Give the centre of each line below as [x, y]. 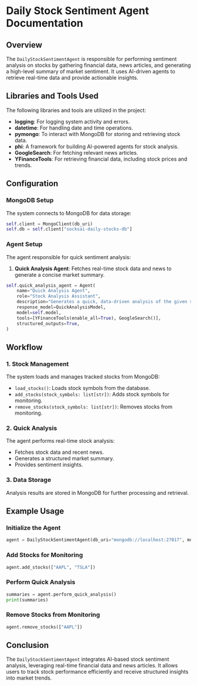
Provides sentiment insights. [49, 465]
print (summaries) [27, 600]
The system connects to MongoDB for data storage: [69, 213]
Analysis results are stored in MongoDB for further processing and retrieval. [98, 493]
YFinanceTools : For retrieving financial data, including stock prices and [101, 159]
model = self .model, [39, 313]
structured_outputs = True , [48, 324]
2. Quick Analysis [32, 428]
